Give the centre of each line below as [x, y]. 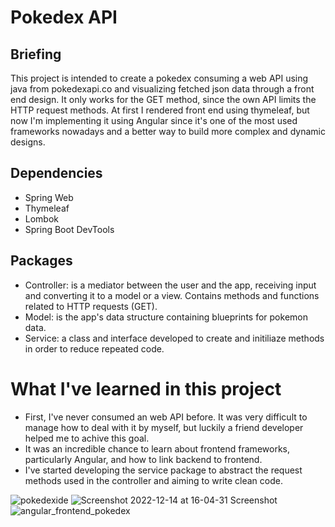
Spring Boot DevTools [69, 229]
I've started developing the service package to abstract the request [163, 470]
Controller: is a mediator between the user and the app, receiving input [170, 285]
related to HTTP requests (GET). [91, 306]
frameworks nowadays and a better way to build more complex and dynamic [168, 131]
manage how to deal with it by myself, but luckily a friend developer [164, 427]
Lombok [42, 218]
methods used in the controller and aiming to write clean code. [153, 480]
